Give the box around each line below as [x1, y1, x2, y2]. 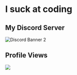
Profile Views [5, 51, 48, 59]
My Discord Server [5, 23, 65, 32]
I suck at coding [5, 3, 72, 15]
